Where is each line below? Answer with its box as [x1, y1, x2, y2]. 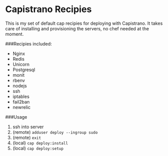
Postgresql [12, 67, 35, 73]
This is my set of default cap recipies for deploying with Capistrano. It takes [5, 20, 163, 26]
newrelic [12, 104, 31, 110]
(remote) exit [12, 134, 41, 140]
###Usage [5, 114, 28, 120]
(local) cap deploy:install [12, 140, 68, 146]
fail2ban [12, 98, 30, 105]
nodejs [12, 82, 27, 89]
